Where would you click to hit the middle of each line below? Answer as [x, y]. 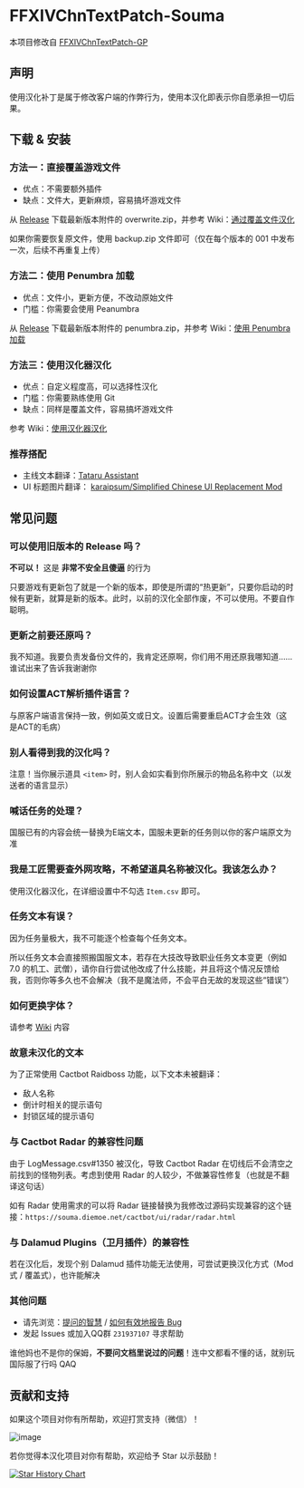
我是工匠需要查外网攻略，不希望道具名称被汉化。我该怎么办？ [144, 869]
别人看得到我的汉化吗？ [60, 752]
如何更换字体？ [42, 1005]
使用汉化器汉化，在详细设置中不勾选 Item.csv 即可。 [107, 891]
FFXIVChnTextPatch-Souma [117, 16]
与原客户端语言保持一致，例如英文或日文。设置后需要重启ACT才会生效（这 [148, 715]
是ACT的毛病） [38, 727]
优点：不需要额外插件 [62, 189]
